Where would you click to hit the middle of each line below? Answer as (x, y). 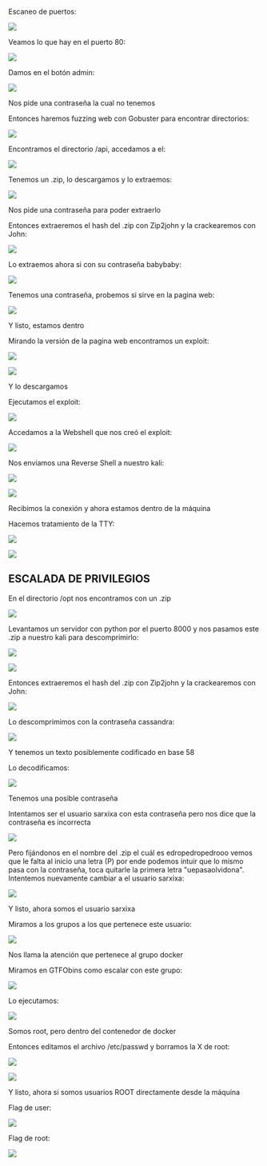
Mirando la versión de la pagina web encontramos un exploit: (109, 341)
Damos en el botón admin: (52, 72)
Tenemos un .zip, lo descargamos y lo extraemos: (90, 180)
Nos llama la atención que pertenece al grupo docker (96, 954)
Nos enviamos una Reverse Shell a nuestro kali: (86, 463)
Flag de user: (30, 1108)
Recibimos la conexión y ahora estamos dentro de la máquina (110, 508)
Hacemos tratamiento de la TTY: (62, 524)
